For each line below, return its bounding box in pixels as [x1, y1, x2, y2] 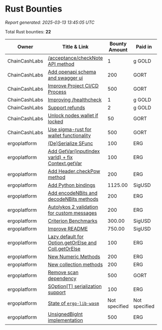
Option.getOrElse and [48, 239, 97, 246]
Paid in [135, 43, 152, 50]
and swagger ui [48, 74, 83, 81]
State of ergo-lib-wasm [48, 299, 99, 306]
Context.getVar [48, 160, 82, 167]
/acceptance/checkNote [48, 54, 103, 61]
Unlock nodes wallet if [48, 112, 98, 119]
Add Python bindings [48, 182, 95, 189]
